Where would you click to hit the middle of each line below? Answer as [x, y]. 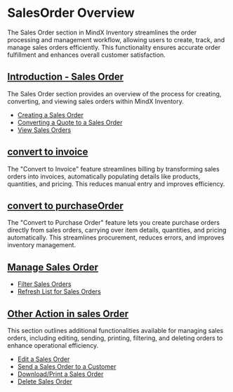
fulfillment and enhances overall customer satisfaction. [87, 55]
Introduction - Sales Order [66, 77]
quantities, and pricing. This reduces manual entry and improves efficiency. [116, 183]
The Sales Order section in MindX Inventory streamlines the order [102, 32]
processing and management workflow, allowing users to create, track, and [116, 39]
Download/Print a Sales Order [60, 374]
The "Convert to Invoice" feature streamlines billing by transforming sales [113, 169]
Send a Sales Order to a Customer [67, 366]
